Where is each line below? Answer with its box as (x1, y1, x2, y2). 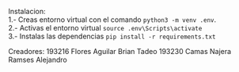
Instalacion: (8, 7, 46, 16)
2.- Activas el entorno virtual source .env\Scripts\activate (8, 23, 203, 32)
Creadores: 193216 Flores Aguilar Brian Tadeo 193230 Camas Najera (8, 47, 232, 56)
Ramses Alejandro (8, 55, 67, 64)
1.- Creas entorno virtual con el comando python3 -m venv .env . (8, 15, 217, 24)
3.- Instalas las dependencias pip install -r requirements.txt (8, 31, 216, 41)
